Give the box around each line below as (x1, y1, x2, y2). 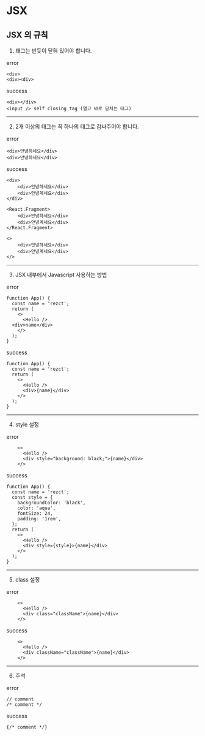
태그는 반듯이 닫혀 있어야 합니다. (15, 47, 92, 54)
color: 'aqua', (17, 505, 56, 511)
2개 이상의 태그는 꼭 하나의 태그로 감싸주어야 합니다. (15, 123, 139, 130)
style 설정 (15, 421, 40, 428)
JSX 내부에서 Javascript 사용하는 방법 (15, 271, 107, 278)
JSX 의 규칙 (6, 29, 49, 40)
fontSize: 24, (17, 510, 53, 517)
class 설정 (15, 576, 40, 583)
